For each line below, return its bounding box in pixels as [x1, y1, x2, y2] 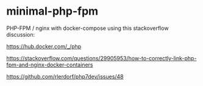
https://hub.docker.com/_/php [6, 43, 82, 50]
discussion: [6, 30, 35, 38]
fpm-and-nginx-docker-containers [6, 61, 93, 68]
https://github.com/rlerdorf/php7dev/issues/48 [6, 73, 124, 80]
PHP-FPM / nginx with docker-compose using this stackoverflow [6, 24, 169, 32]
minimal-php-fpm [6, 4, 99, 18]
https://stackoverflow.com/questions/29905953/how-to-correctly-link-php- [6, 54, 197, 62]
